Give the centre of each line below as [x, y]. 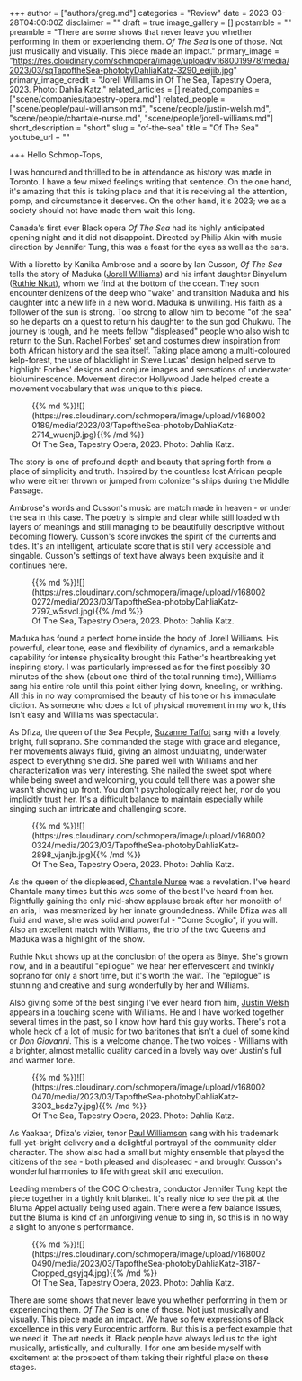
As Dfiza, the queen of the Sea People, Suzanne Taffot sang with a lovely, [145, 732]
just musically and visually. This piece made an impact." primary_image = [145, 51]
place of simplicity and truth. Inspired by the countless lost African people [146, 471]
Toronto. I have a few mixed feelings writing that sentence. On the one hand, [151, 182]
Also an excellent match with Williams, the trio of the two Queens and [138, 929]
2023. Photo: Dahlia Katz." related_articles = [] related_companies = [135, 90]
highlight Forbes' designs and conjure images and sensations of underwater [151, 369]
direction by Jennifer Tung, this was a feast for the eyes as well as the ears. [149, 247]
